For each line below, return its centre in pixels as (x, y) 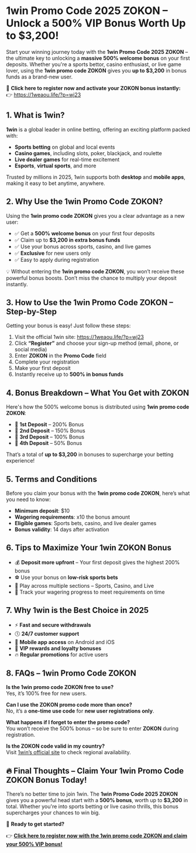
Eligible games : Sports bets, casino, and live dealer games (85, 523)
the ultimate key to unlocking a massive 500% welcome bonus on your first (98, 58)
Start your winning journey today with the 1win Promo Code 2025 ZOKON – (97, 52)
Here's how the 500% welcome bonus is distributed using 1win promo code (98, 407)
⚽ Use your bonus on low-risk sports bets (66, 577)
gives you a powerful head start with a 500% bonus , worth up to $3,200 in (97, 800)
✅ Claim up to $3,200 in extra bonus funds (67, 240)
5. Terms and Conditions (52, 479)
